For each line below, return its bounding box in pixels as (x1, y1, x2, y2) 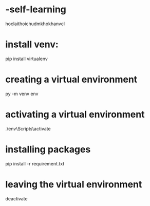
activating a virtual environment (5, 109, 145, 120)
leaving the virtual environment (5, 178, 142, 190)
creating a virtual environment (5, 73, 138, 85)
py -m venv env (5, 90, 39, 97)
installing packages (5, 143, 91, 155)
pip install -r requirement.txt (5, 160, 65, 166)
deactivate (5, 195, 28, 201)
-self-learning (5, 4, 67, 15)
